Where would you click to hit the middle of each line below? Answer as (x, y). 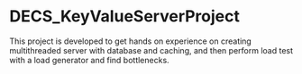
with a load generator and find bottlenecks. (89, 60)
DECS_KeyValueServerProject (125, 16)
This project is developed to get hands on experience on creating (131, 41)
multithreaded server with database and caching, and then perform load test (151, 50)
